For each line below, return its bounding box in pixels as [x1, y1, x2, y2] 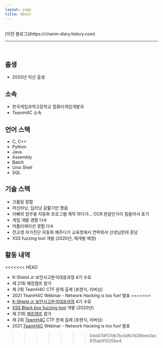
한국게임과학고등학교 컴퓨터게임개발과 [12, 104, 84, 110]
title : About [5, 12, 32, 17]
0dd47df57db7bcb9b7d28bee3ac [89, 332, 157, 338]
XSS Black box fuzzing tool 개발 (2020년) [12, 305, 94, 311]
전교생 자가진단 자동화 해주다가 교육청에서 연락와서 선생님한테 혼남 [12, 229, 138, 235]
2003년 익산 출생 [12, 74, 45, 80]
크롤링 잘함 [12, 199, 33, 204]
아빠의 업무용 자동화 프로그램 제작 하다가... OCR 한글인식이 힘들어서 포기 [12, 211, 149, 217]
